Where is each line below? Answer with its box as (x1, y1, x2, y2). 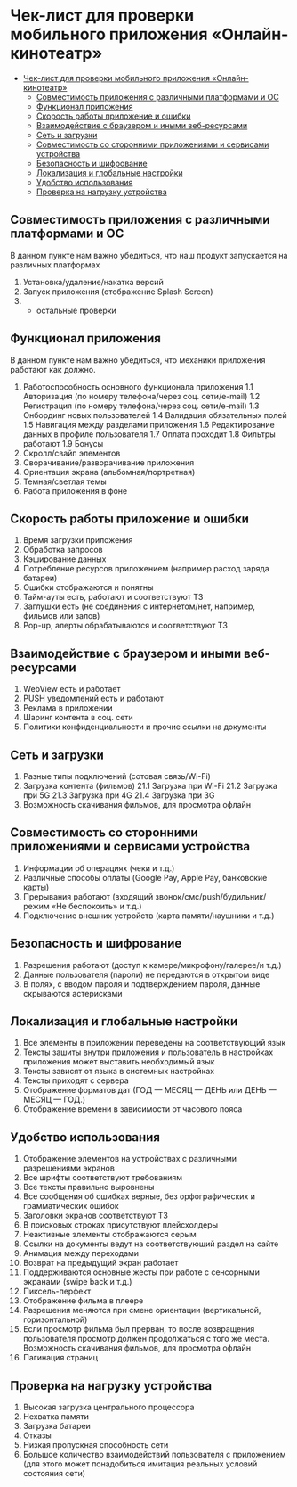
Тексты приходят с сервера (22, 1075, 129, 1086)
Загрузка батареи (22, 1421, 92, 1432)
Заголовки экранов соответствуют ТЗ (22, 1210, 168, 1221)
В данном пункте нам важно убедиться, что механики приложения (10, 354, 266, 366)
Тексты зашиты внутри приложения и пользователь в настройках (22, 1047, 274, 1057)
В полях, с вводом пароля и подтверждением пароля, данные (22, 978, 261, 990)
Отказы (22, 1430, 52, 1441)
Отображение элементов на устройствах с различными (22, 1154, 237, 1164)
